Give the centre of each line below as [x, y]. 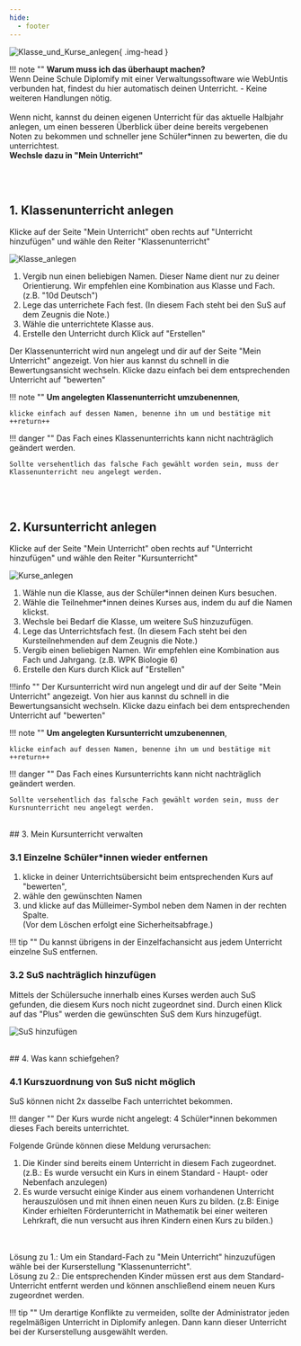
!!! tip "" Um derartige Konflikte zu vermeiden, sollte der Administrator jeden [150, 1313]
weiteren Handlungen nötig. [61, 98]
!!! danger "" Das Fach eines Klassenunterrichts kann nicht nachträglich [142, 438]
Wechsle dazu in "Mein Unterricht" [76, 155]
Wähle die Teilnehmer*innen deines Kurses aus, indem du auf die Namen [157, 603]
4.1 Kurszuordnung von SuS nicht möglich [102, 1081]
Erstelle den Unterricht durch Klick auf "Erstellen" [114, 334]
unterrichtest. [35, 146]
